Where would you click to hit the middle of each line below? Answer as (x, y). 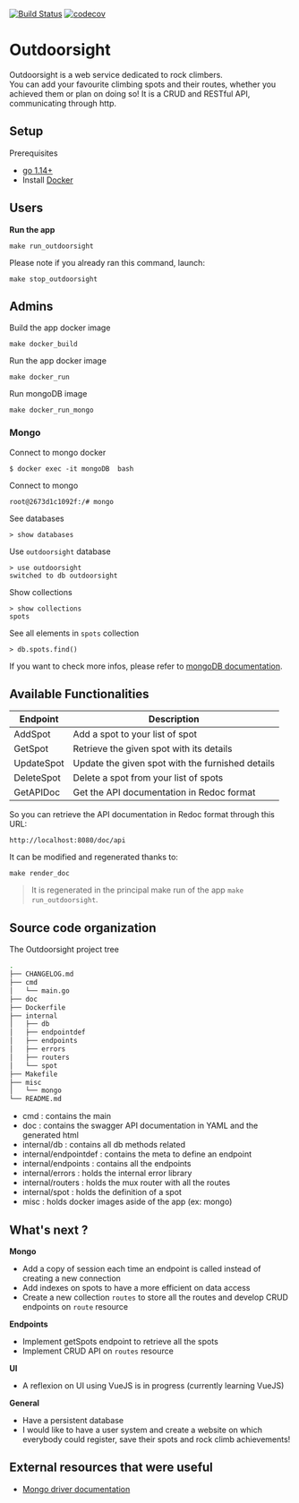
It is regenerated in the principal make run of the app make (137, 890)
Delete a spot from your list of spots (148, 778)
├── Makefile (34, 1074)
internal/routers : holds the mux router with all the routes (126, 1183)
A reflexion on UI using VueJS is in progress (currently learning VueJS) (153, 1385)
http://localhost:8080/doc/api (68, 841)
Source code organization (83, 928)
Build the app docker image (60, 328)
